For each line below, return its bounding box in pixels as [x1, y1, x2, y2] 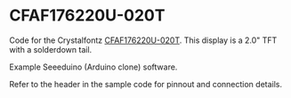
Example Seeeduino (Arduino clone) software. [9, 61, 178, 72]
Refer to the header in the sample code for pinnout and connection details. [9, 78, 283, 89]
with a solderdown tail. [9, 44, 93, 54]
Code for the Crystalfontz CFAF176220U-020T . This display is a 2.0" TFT [9, 35, 278, 45]
